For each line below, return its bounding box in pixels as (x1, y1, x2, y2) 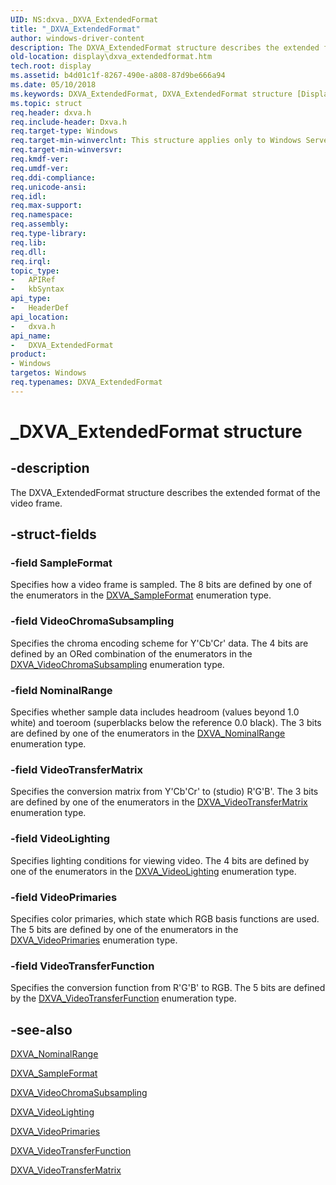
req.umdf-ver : (10, 163, 70, 173)
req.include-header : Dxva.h (10, 117, 128, 127)
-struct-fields (10, 526, 97, 543)
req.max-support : (10, 201, 83, 211)
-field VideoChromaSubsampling (10, 614, 175, 628)
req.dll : (10, 247, 47, 257)
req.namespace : (10, 210, 74, 220)
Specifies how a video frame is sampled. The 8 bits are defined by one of (10, 579, 313, 591)
